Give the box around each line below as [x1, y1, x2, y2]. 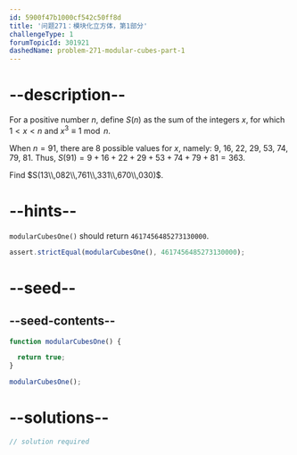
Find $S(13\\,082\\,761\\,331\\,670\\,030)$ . [9, 169, 164, 180]
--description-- [9, 85, 127, 105]
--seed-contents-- [9, 314, 116, 329]
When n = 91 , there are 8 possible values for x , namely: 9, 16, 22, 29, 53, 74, [9, 142, 288, 153]
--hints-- [9, 200, 78, 221]
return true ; [17, 353, 66, 362]
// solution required [9, 437, 90, 446]
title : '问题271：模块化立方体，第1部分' [9, 21, 148, 30]
